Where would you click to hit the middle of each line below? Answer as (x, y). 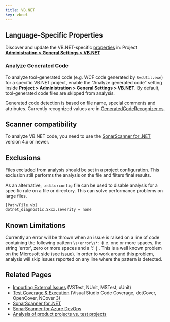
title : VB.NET (20, 10)
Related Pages (28, 275)
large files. (16, 196)
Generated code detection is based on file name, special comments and (80, 103)
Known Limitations (36, 225)
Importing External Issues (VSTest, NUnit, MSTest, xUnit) (72, 287)
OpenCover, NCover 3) (37, 298)
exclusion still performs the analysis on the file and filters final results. (78, 175)
